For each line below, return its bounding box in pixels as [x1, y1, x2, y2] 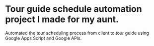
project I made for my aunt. [5, 14, 119, 25]
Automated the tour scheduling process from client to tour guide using [5, 30, 149, 36]
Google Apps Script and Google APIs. [5, 35, 82, 41]
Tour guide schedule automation [5, 3, 143, 15]
